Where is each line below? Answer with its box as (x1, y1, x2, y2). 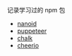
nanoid (16, 20, 37, 27)
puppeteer (16, 27, 47, 35)
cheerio (16, 42, 39, 49)
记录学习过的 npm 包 (7, 6, 65, 14)
